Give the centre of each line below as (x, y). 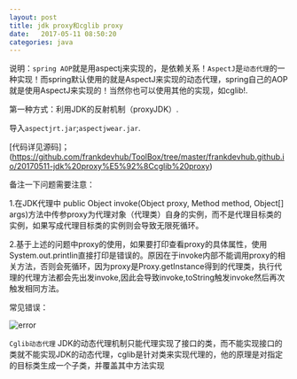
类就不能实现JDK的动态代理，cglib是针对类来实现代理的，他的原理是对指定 (146, 354)
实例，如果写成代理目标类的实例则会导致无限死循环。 (106, 226)
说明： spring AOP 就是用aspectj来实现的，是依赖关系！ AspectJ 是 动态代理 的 (143, 68)
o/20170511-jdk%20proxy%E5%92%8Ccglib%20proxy (109, 166)
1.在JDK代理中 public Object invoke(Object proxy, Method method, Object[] (147, 204)
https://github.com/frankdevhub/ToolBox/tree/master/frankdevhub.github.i (148, 157)
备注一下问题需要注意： (52, 185)
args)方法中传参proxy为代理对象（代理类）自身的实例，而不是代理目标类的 (145, 214)
